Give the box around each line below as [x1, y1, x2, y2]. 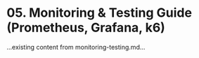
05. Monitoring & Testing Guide [6, 5, 193, 21]
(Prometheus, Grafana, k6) [6, 20, 166, 36]
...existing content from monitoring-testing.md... [6, 43, 146, 51]
